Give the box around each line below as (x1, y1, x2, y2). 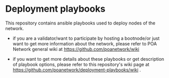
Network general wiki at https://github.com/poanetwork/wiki (12, 46, 139, 52)
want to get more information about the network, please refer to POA (12, 40, 157, 46)
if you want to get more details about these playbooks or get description (12, 56, 164, 62)
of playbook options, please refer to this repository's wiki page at (12, 61, 150, 67)
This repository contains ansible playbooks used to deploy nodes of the (5, 20, 156, 26)
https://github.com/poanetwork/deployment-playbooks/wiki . (12, 67, 141, 73)
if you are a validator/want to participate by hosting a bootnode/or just (12, 35, 160, 41)
